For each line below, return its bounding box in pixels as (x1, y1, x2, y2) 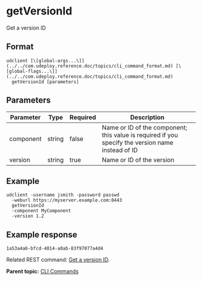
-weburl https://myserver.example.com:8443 (11, 197, 122, 203)
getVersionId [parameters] (11, 78, 79, 85)
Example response (6, 229, 78, 239)
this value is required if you (102, 131, 179, 139)
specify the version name (102, 138, 174, 147)
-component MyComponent (11, 208, 71, 214)
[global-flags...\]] (6, 68, 58, 74)
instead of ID (102, 146, 138, 154)
